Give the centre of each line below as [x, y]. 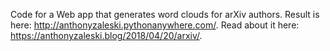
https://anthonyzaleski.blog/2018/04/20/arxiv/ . [106, 35]
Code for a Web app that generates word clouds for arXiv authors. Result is [165, 14]
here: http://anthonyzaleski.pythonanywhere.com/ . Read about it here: [155, 25]
